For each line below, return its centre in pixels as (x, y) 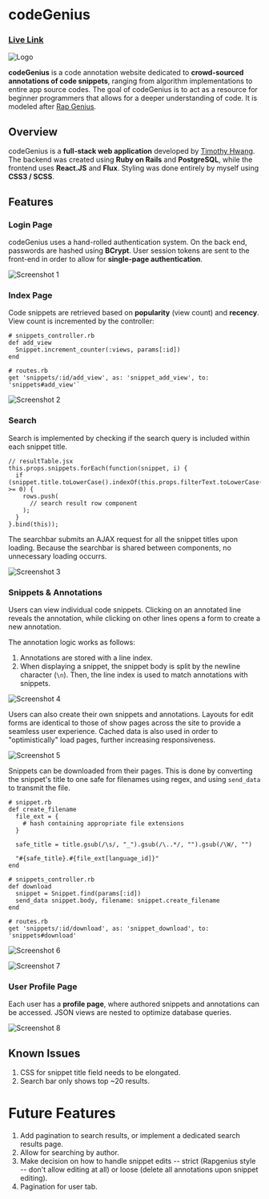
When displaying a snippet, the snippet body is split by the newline (130, 666)
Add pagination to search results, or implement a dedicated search (130, 1135)
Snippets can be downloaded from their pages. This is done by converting (130, 771)
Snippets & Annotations (55, 592)
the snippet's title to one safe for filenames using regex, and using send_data (134, 779)
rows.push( (41, 496)
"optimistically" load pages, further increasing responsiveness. (112, 740)
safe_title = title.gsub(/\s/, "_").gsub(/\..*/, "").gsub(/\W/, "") (134, 844)
